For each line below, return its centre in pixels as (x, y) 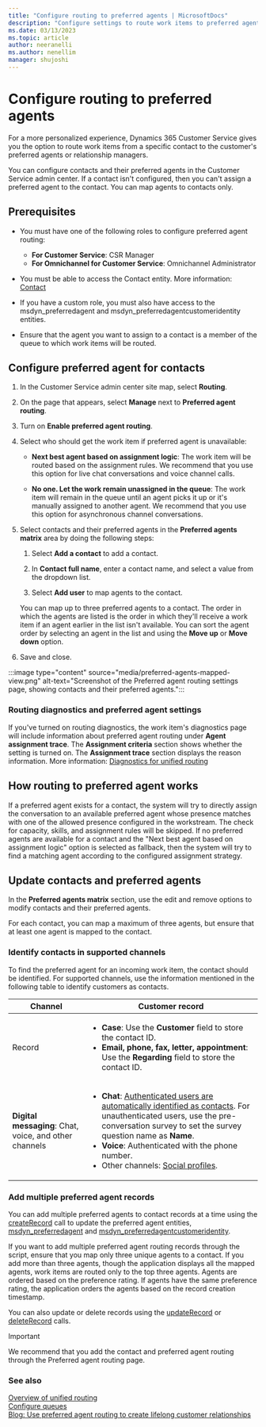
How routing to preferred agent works (103, 786)
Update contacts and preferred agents (105, 880)
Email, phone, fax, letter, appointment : (175, 1047)
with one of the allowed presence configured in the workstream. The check (131, 822)
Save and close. (46, 657)
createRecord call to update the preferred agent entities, (100, 1222)
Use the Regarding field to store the (168, 1057)
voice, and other (42, 1135)
